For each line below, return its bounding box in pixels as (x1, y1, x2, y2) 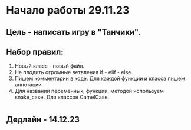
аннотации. (14, 81, 43, 88)
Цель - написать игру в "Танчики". (6, 27, 141, 37)
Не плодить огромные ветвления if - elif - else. (14, 69, 133, 76)
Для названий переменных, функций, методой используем (14, 88, 164, 95)
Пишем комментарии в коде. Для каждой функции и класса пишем (14, 75, 186, 82)
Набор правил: (6, 46, 64, 56)
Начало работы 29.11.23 (6, 4, 130, 17)
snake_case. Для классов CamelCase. (14, 94, 110, 101)
